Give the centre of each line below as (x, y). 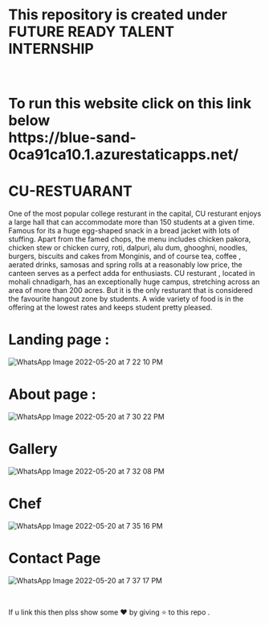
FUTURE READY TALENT (92, 32)
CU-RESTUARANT (70, 191)
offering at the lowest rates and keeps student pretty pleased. (110, 307)
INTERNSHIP (51, 49)
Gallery (33, 449)
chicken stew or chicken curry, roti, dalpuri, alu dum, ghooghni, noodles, (128, 248)
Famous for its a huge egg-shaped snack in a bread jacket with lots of (124, 231)
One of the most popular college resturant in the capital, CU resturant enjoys (135, 213)
